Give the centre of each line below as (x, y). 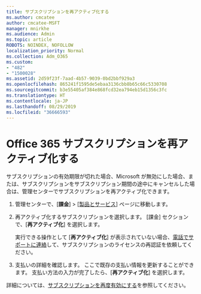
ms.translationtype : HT (36, 95)
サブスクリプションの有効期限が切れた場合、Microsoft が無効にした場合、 (97, 176)
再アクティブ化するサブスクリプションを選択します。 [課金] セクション (101, 217)
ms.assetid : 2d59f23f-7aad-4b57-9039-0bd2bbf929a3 (71, 79)
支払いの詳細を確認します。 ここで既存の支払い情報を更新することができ (104, 265)
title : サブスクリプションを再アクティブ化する (58, 12)
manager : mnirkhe (28, 28)
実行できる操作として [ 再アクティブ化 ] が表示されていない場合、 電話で (102, 237)
